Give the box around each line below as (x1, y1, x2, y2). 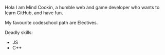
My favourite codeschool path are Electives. (5, 20, 98, 25)
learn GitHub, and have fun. (5, 10, 63, 16)
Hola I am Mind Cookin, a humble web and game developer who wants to (5, 5, 160, 10)
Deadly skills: (5, 30, 33, 35)
